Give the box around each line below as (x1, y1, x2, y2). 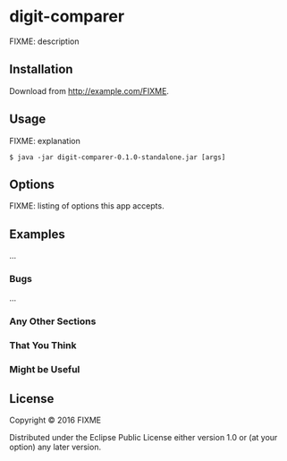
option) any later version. (9, 441, 101, 453)
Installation (9, 62, 73, 77)
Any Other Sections (9, 315, 97, 328)
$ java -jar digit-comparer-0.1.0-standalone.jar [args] (9, 152, 226, 162)
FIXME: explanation (9, 135, 80, 146)
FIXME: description (9, 36, 80, 47)
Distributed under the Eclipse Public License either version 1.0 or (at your (9, 432, 278, 443)
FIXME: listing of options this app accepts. (9, 201, 165, 211)
